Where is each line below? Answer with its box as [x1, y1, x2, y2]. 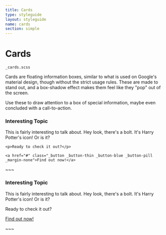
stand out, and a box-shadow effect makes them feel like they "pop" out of [5, 85, 161, 91]
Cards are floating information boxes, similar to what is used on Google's [5, 74, 157, 80]
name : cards [5, 21, 30, 27]
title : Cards [5, 7, 33, 13]
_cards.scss [5, 65, 30, 70]
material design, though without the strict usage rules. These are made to [5, 79, 158, 85]
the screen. [5, 90, 29, 96]
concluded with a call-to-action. [5, 105, 72, 111]
